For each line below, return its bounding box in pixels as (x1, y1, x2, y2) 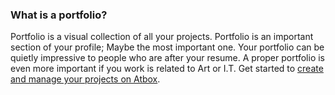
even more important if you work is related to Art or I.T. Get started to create (10, 63, 324, 75)
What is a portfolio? (10, 8, 108, 22)
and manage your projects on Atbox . (10, 73, 161, 85)
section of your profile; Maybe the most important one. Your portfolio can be (10, 41, 325, 53)
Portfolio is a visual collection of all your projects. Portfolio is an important (10, 31, 314, 43)
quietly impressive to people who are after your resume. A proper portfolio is (10, 52, 325, 64)
